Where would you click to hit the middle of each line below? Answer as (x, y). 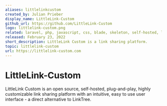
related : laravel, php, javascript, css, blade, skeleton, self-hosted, (82, 33)
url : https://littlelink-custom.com (43, 51)
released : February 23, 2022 (35, 37)
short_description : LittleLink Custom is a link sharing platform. (77, 42)
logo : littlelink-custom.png (35, 28)
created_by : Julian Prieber (34, 14)
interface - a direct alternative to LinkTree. (48, 100)
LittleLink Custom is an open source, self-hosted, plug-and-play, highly (78, 89)
